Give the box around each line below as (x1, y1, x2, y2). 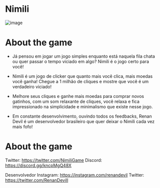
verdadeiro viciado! (12, 84, 52, 90)
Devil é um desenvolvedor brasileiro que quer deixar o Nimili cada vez (12, 118, 155, 124)
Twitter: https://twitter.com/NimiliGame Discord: (5, 157, 102, 163)
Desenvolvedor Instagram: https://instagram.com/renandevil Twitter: (5, 172, 145, 178)
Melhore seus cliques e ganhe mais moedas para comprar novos (12, 93, 144, 99)
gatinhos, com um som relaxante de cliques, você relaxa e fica (12, 98, 140, 104)
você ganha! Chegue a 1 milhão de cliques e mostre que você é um (12, 78, 149, 84)
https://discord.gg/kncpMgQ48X (5, 162, 72, 168)
